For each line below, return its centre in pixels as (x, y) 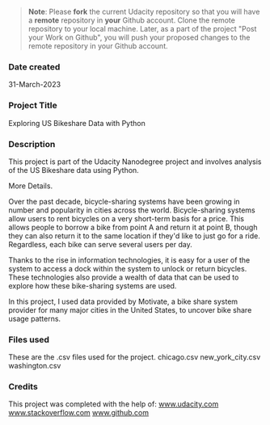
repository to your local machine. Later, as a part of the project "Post (142, 29)
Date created (34, 66)
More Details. (31, 186)
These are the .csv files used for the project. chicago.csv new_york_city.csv (135, 357)
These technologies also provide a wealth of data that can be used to (124, 277)
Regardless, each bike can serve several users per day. (100, 244)
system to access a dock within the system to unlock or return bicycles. (128, 268)
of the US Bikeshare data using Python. (74, 170)
